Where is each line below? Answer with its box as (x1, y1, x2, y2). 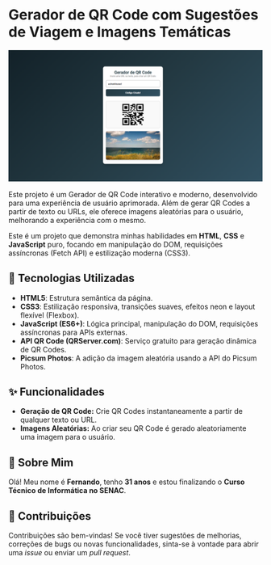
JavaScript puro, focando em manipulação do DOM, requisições (8, 239, 223, 249)
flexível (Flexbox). (19, 310, 80, 320)
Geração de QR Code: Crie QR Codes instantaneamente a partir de (19, 407, 244, 416)
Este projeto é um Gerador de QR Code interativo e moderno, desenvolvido (8, 189, 258, 199)
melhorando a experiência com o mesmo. (8, 215, 147, 225)
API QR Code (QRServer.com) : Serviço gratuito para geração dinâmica (19, 335, 256, 345)
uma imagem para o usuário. (19, 432, 115, 442)
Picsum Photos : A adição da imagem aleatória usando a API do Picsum (19, 353, 257, 363)
